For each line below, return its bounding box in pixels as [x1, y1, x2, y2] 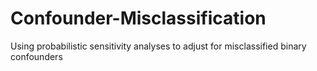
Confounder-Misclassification [10, 7, 267, 30]
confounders [10, 50, 63, 62]
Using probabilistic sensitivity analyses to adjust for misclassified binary [10, 40, 307, 52]
